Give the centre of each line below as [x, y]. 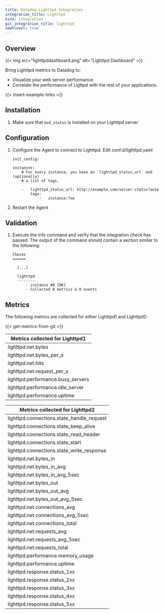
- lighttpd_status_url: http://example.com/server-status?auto [90, 190]
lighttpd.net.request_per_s [38, 371]
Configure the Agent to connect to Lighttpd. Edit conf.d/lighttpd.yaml [82, 150]
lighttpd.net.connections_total [42, 523]
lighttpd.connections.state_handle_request [57, 418]
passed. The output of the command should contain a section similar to [85, 240]
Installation [23, 110]
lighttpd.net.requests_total [38, 548]
